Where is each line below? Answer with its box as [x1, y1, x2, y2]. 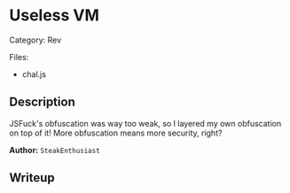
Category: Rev [9, 35, 62, 45]
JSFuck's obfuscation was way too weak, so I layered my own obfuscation [9, 118, 282, 128]
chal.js [21, 68, 47, 80]
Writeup [9, 170, 55, 186]
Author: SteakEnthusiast [9, 144, 100, 155]
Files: [9, 51, 29, 62]
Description [9, 95, 75, 110]
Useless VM [9, 5, 100, 26]
